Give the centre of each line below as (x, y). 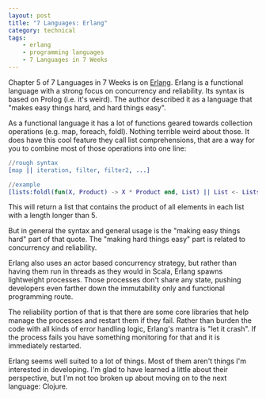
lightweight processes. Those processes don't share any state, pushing (125, 280)
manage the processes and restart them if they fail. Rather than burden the (130, 320)
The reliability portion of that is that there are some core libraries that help (129, 312)
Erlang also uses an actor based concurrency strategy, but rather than (123, 263)
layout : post (30, 15)
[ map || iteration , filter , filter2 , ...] (79, 170)
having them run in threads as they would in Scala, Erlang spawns (116, 271)
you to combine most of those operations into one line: (97, 148)
